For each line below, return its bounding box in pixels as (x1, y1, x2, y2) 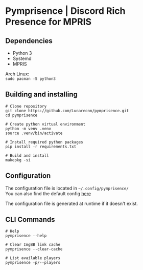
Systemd (12, 55, 32, 61)
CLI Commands (5, 215, 55, 224)
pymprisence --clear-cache (5, 246, 63, 252)
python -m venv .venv (5, 126, 52, 131)
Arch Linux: (5, 71, 30, 77)
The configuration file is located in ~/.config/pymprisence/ (5, 185, 129, 191)
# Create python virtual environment (5, 121, 86, 127)
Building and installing (5, 90, 78, 99)
